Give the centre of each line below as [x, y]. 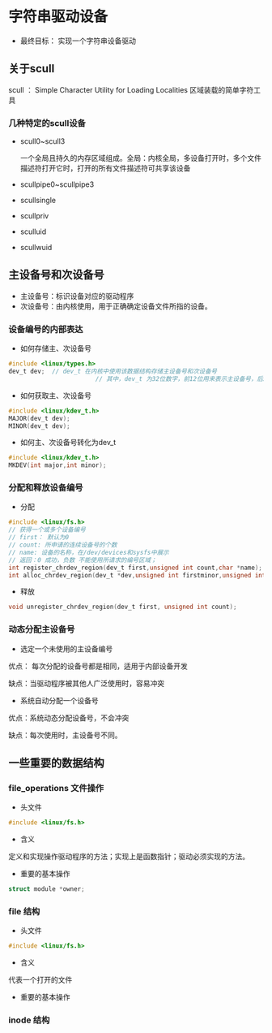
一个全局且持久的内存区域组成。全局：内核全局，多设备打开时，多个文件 [140, 158]
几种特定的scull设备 [47, 123]
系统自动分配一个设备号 [59, 700]
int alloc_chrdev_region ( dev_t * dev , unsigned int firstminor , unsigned [130, 575]
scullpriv [34, 216]
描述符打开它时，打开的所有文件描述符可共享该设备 [105, 168]
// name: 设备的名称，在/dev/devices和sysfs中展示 [89, 552]
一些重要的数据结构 [56, 763]
